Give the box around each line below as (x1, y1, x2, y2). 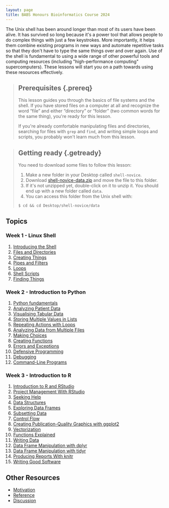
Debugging (13, 354, 37, 360)
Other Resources (6, 473, 60, 482)
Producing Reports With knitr (13, 453, 74, 459)
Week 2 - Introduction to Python (6, 288, 86, 295)
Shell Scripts (13, 270, 40, 277)
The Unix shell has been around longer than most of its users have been (6, 26, 155, 32)
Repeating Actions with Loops (13, 322, 76, 328)
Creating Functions (13, 338, 53, 344)
